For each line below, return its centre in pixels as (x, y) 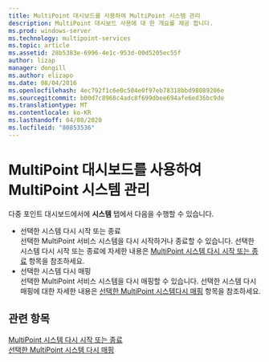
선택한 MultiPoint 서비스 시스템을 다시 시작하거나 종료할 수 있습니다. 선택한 (137, 241)
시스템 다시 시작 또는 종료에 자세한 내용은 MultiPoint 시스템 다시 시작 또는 (135, 250)
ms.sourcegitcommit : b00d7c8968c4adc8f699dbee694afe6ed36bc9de (116, 98)
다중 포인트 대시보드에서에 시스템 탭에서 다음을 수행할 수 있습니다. (111, 214)
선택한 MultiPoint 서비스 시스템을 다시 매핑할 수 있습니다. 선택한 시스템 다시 (138, 281)
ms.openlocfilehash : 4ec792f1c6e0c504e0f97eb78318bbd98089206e (116, 90)
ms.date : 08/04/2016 (43, 83)
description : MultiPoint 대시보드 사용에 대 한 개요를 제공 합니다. (111, 23)
